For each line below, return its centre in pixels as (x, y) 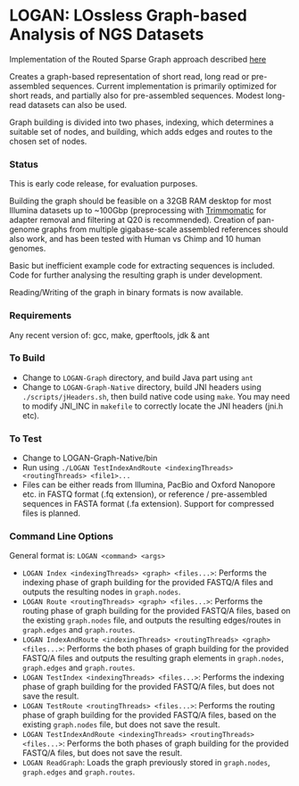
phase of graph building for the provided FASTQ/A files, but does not (148, 687)
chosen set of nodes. (48, 141)
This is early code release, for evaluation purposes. (104, 184)
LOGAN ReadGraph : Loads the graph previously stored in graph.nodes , (146, 763)
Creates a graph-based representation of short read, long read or (129, 76)
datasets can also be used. (78, 104)
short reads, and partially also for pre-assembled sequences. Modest (137, 95)
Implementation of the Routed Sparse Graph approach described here (138, 59)
